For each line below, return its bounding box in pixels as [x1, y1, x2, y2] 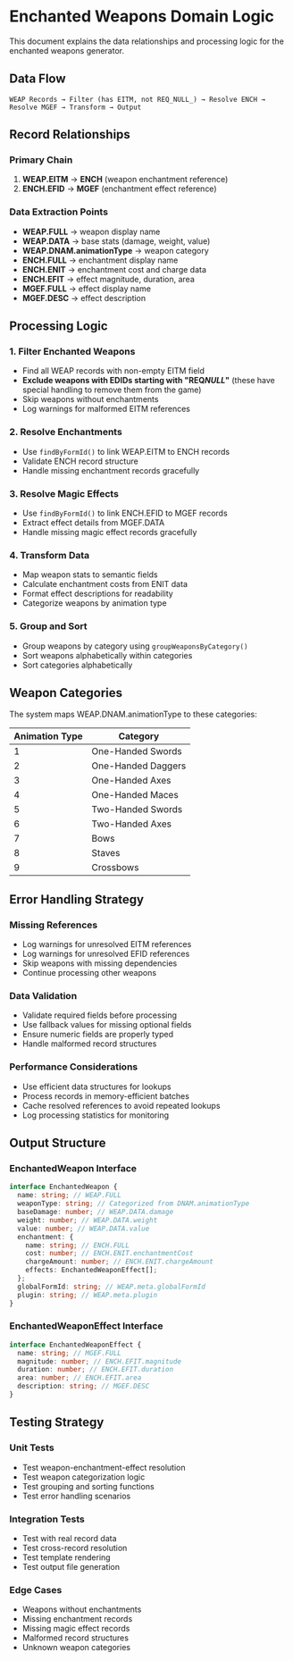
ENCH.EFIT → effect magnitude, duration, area [21, 273, 195, 284]
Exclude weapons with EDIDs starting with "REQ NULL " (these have [21, 375, 275, 386]
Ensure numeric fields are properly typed [21, 1029, 174, 1040]
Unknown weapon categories [21, 1642, 131, 1653]
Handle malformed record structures [21, 1038, 157, 1049]
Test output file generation [21, 1561, 121, 1572]
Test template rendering [21, 1552, 111, 1563]
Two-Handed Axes [91, 818, 172, 830]
